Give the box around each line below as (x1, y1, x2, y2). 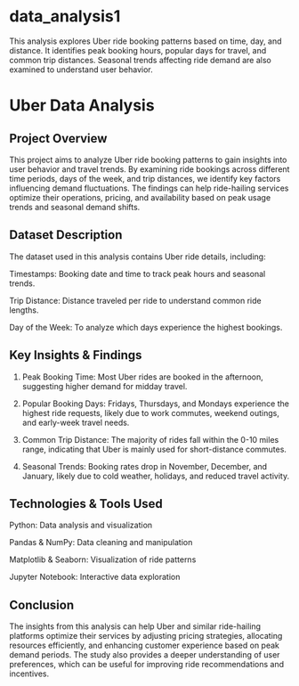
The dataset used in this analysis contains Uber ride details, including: (9, 251, 266, 262)
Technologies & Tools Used (9, 496, 163, 511)
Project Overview (9, 131, 108, 146)
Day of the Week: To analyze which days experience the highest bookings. (9, 322, 283, 332)
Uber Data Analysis (9, 95, 155, 116)
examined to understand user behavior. (9, 64, 153, 75)
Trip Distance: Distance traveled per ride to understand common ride (9, 295, 262, 306)
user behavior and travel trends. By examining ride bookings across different (9, 163, 290, 175)
